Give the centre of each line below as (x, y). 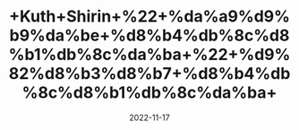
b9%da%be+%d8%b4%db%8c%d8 (149, 35)
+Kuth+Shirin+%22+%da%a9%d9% (149, 17)
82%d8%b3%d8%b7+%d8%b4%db (149, 74)
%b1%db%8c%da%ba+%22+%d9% (149, 55)
